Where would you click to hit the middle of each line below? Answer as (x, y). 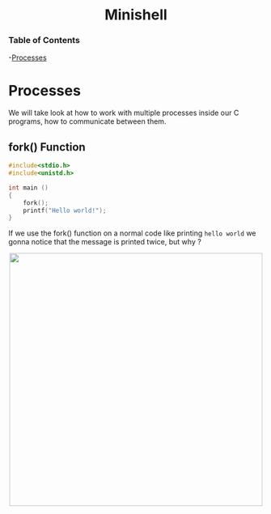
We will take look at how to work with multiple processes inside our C (124, 113)
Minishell (136, 15)
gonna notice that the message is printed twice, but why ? (105, 242)
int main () (28, 188)
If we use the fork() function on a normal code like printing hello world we (132, 233)
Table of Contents (44, 40)
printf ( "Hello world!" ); (65, 210)
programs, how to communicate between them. (87, 121)
